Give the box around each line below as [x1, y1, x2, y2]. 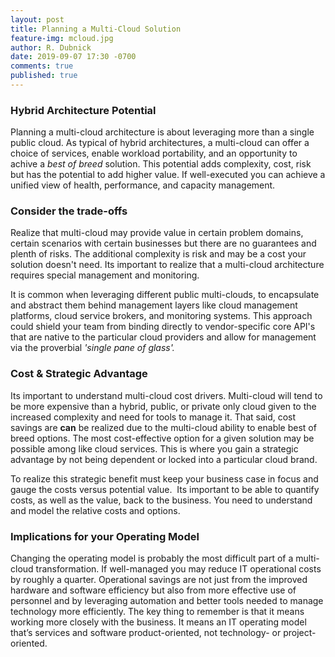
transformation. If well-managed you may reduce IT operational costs [35, 563, 322, 575]
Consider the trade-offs [10, 204, 128, 218]
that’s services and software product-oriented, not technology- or [10, 627, 282, 639]
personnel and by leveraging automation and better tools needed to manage [10, 595, 324, 607]
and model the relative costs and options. [10, 504, 181, 516]
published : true [10, 71, 78, 81]
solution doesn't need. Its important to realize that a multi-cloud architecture [10, 259, 325, 271]
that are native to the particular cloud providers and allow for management [10, 331, 317, 343]
